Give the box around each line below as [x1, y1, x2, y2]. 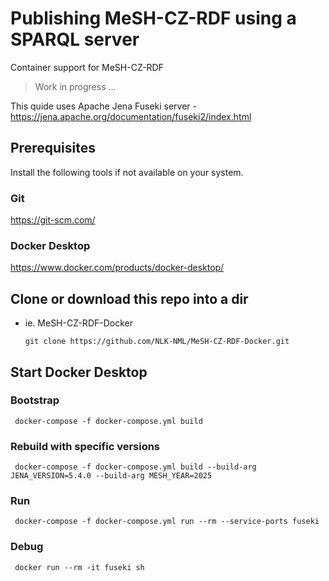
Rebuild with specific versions [10, 439, 161, 453]
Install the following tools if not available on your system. [10, 166, 244, 178]
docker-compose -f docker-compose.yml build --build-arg [14, 462, 257, 472]
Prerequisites [10, 140, 96, 157]
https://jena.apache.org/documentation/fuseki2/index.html [10, 110, 252, 122]
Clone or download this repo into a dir [10, 290, 249, 307]
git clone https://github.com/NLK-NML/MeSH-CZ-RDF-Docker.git [24, 337, 290, 347]
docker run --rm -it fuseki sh [14, 562, 145, 572]
